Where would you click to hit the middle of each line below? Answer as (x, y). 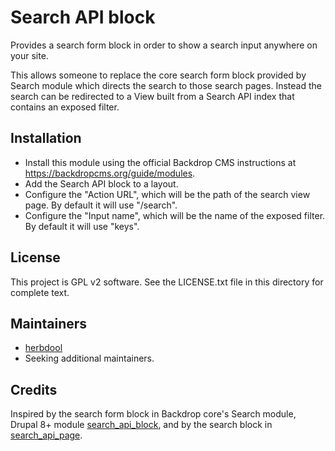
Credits (34, 389)
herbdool (43, 348)
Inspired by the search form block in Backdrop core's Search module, (153, 414)
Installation (46, 138)
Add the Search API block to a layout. (101, 183)
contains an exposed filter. (65, 107)
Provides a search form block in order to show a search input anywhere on (164, 45)
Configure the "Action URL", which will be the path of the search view (167, 194)
